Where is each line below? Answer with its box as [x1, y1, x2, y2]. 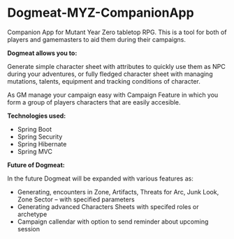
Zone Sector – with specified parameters [17, 195, 135, 203]
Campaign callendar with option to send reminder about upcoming [17, 217, 209, 226]
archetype [17, 210, 47, 218]
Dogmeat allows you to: [7, 49, 78, 57]
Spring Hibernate [17, 139, 67, 148]
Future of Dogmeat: [7, 160, 65, 169]
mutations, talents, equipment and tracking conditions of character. [7, 77, 201, 85]
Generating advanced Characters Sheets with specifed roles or [17, 202, 199, 210]
